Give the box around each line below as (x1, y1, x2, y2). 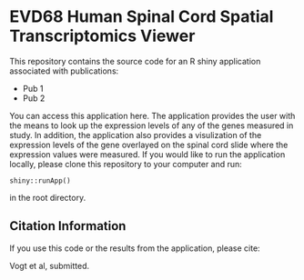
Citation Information (9, 218, 127, 234)
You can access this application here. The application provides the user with (9, 110, 296, 121)
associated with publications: (9, 65, 119, 76)
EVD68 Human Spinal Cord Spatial (9, 6, 274, 27)
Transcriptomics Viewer (9, 25, 196, 46)
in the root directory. (9, 192, 86, 203)
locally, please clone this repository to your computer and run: (9, 158, 243, 169)
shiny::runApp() (9, 175, 71, 185)
